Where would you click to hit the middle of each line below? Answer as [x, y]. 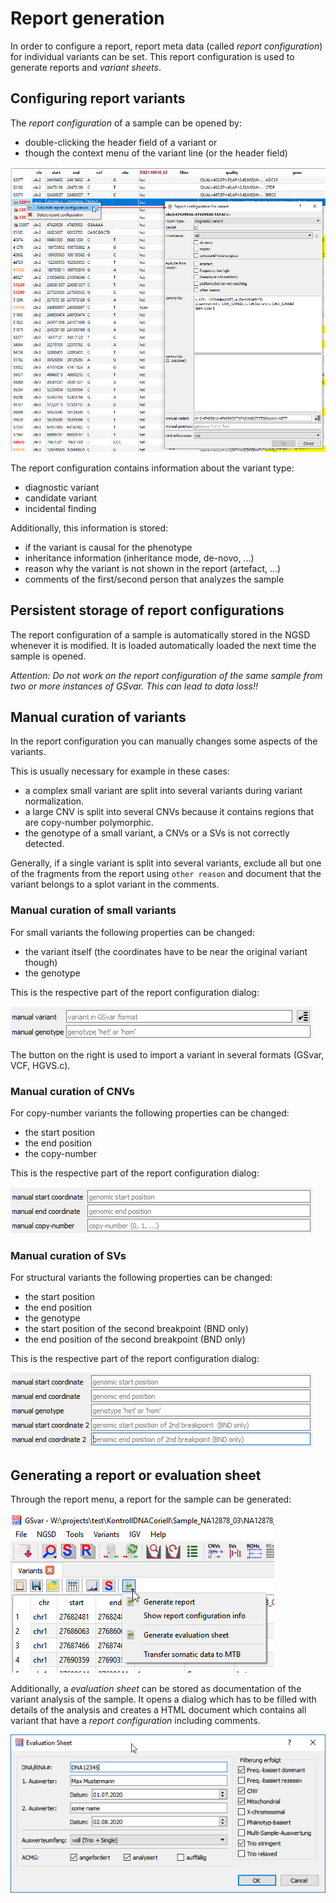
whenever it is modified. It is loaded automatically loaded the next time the [163, 645]
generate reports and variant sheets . [86, 67]
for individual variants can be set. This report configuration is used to [152, 56]
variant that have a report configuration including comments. [135, 1721]
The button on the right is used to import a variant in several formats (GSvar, [167, 1054]
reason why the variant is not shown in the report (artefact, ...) [153, 568]
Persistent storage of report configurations [147, 610]
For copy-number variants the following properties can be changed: [150, 1113]
